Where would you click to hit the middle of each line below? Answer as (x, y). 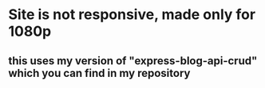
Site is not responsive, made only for (132, 15)
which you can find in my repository (99, 73)
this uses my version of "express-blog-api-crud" (133, 61)
